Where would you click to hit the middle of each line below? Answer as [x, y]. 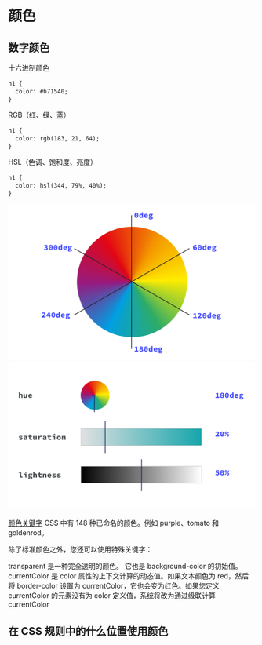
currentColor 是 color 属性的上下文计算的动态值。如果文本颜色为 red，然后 [129, 576]
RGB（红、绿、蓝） [39, 115]
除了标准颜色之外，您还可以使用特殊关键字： [80, 549]
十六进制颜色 [29, 68]
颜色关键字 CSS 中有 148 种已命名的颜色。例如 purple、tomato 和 [114, 523]
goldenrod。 [28, 533]
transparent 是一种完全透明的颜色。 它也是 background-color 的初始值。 [125, 567]
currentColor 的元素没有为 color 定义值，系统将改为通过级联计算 [112, 596]
